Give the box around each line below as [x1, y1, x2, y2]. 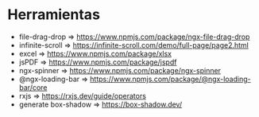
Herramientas [7, 6, 101, 24]
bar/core [18, 82, 48, 92]
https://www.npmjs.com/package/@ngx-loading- [90, 74, 251, 84]
